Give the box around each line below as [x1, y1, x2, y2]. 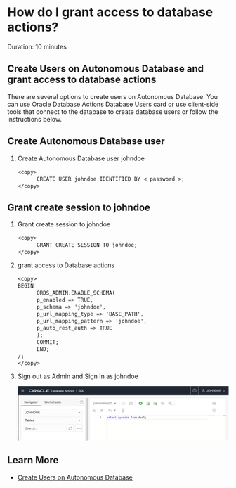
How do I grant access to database [7, 4, 214, 20]
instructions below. [7, 115, 62, 123]
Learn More [7, 454, 59, 466]
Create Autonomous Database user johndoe [17, 154, 145, 162]
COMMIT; [36, 339, 59, 346]
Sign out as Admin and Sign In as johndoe [17, 372, 138, 380]
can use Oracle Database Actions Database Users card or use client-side [7, 100, 219, 108]
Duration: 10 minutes [7, 42, 67, 51]
